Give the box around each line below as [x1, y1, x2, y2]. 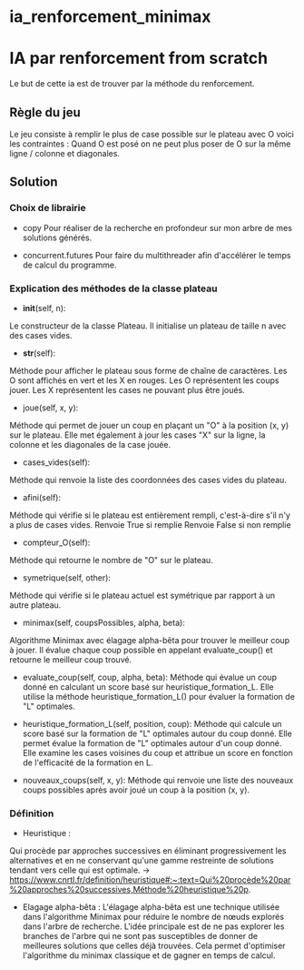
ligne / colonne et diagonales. [9, 147, 121, 158]
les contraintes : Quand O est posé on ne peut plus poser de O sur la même [9, 138, 291, 149]
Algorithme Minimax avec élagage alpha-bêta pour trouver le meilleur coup [9, 634, 290, 645]
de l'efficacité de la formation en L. [22, 757, 153, 768]
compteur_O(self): [22, 537, 91, 548]
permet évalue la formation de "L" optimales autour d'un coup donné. [22, 737, 282, 748]
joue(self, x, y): [22, 402, 79, 413]
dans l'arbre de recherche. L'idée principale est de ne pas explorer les [22, 921, 285, 932]
